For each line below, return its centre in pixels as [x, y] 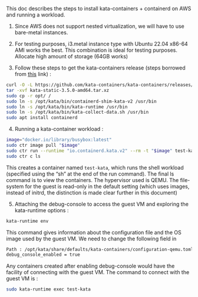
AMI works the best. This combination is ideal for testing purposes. [96, 50]
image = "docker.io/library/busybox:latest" [59, 140]
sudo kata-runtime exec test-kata [49, 289]
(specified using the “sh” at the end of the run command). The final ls [90, 174]
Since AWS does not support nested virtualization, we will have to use [99, 26]
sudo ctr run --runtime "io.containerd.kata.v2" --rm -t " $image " [89, 151]
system [15, 186]
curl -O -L [19, 85]
